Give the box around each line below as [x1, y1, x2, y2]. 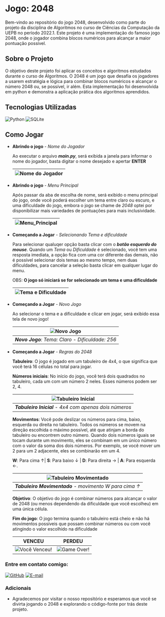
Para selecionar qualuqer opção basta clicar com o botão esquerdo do [12, 242, 157, 247]
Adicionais [5, 584, 31, 591]
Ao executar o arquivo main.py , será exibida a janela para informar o [12, 153, 152, 159]
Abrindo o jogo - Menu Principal [12, 182, 79, 188]
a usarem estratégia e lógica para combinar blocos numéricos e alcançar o [5, 78, 157, 84]
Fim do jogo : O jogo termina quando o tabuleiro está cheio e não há [12, 516, 150, 522]
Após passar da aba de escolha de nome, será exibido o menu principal [12, 192, 158, 198]
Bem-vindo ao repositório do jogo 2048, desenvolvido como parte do [5, 19, 146, 25]
